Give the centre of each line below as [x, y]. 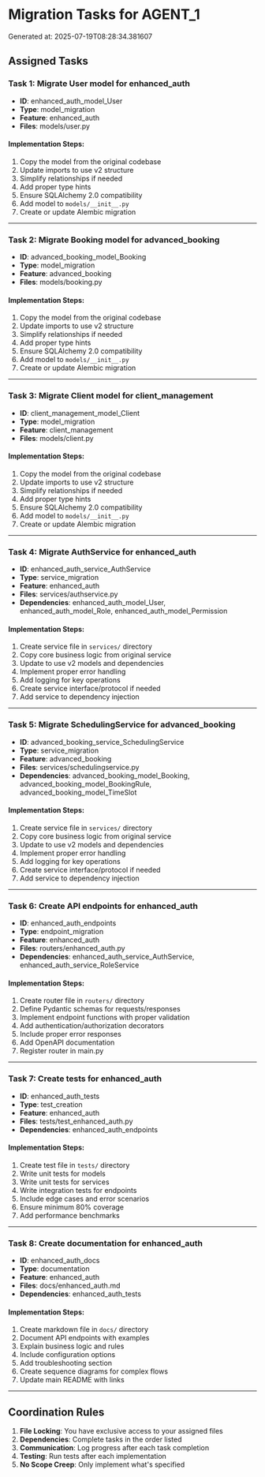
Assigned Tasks [49, 61]
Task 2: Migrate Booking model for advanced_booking [114, 240]
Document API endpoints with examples [84, 1338]
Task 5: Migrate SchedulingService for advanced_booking [122, 725]
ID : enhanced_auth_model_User [71, 101]
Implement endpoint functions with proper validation [105, 1017]
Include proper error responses [71, 1034]
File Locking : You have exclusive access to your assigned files [121, 1431]
